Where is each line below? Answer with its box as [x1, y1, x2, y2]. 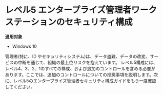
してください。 [5, 84, 35, 90]
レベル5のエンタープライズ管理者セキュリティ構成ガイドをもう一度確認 [13, 77, 157, 83]
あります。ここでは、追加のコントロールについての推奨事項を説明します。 [5, 72, 154, 77]
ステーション [5, 17, 57, 28]
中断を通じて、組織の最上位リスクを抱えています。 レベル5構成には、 [18, 59, 158, 65]
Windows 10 [12, 43, 37, 49]
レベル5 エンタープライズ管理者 [5, 4, 132, 16]
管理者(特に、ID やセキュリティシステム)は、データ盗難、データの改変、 [5, 53, 150, 59]
